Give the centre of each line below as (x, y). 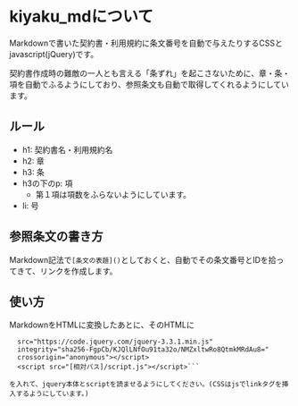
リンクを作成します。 (79, 271)
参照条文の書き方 (56, 237)
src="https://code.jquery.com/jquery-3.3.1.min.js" (116, 342)
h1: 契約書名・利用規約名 (67, 149)
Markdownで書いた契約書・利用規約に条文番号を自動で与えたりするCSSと (146, 43)
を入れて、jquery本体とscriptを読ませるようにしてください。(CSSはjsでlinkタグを (146, 385)
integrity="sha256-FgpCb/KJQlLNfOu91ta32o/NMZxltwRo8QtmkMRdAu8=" (143, 350)
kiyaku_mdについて (82, 17)
